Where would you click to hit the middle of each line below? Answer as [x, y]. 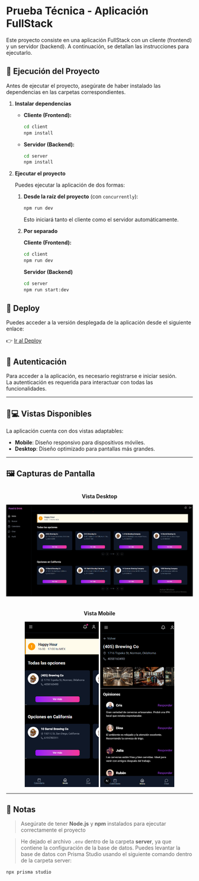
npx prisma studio [29, 872]
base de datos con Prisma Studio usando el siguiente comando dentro [106, 854]
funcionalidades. [27, 389]
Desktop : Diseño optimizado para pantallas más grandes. [85, 449]
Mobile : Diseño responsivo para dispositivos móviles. [80, 443]
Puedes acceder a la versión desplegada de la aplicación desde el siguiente [99, 323]
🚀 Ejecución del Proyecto [53, 72]
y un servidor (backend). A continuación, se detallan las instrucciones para [98, 46]
